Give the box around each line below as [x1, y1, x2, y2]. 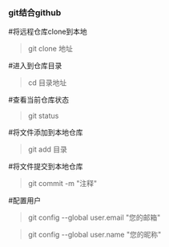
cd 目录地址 [27, 78, 67, 87]
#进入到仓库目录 [8, 61, 62, 71]
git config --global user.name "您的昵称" [27, 230, 162, 240]
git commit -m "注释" [27, 179, 98, 188]
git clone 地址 [27, 44, 74, 54]
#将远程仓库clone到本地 [8, 26, 88, 37]
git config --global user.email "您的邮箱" [27, 213, 161, 222]
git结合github [8, 6, 62, 18]
